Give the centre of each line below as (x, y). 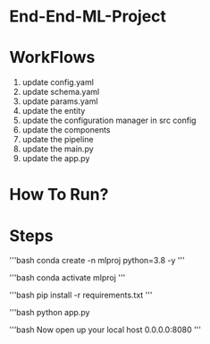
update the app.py (56, 159)
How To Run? (59, 195)
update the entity (54, 111)
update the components (66, 130)
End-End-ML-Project (88, 17)
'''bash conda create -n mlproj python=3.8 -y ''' (97, 261)
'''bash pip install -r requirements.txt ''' (81, 295)
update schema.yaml (61, 92)
